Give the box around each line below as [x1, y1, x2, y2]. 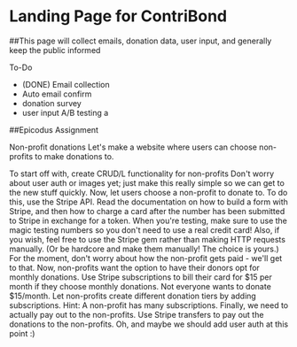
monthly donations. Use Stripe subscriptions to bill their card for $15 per [9, 272, 272, 282]
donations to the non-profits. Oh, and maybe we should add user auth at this [9, 319, 289, 329]
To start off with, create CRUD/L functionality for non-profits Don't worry [9, 168, 275, 179]
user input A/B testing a [21, 107, 109, 118]
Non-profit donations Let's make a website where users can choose [9, 142, 257, 152]
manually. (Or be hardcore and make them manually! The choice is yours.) [9, 243, 279, 254]
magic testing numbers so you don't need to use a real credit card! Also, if [9, 224, 280, 235]
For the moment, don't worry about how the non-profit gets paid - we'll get [9, 252, 283, 263]
